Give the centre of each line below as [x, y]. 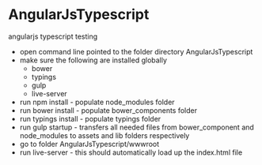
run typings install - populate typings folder [90, 118]
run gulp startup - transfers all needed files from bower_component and [137, 127]
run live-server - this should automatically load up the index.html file [131, 152]
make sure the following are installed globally [93, 60]
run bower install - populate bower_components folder [108, 110]
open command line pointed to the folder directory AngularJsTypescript [136, 51]
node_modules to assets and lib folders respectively [104, 135]
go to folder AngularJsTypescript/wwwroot [89, 144]
